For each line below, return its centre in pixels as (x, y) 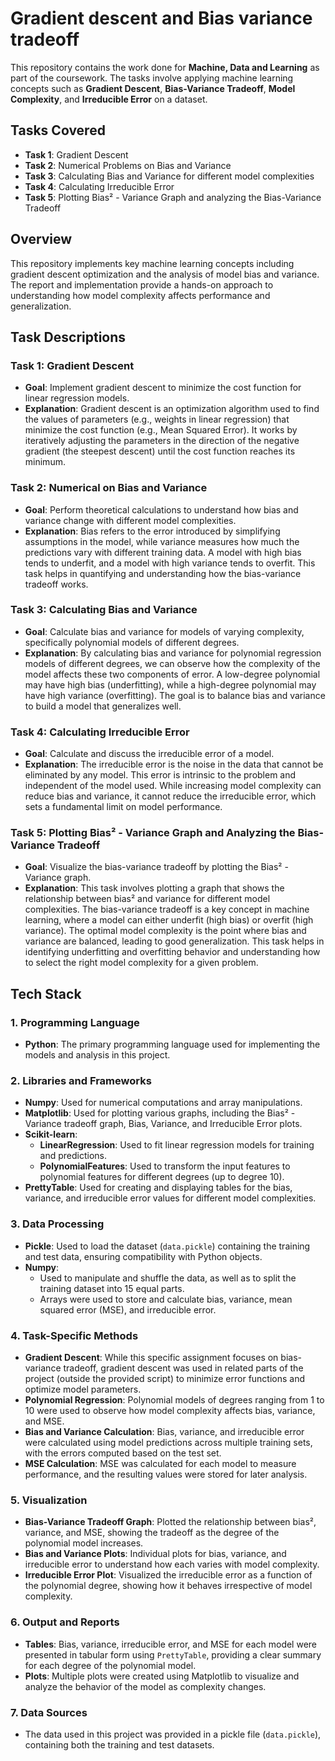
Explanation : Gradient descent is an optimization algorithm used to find (172, 409)
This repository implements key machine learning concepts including (152, 263)
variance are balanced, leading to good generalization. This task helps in (174, 941)
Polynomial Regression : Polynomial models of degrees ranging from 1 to (174, 1400)
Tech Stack (46, 993)
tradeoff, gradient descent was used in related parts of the (183, 1368)
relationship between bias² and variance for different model (147, 899)
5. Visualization (49, 1500)
